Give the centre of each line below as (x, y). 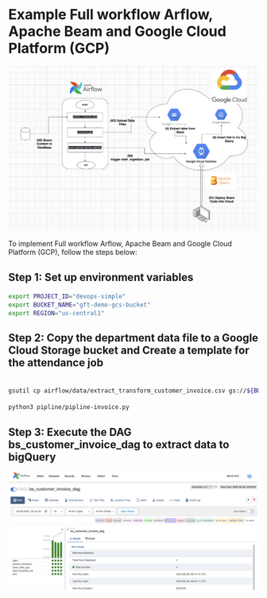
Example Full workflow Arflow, (110, 15)
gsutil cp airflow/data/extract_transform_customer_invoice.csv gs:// (128, 391)
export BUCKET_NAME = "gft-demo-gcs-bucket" (79, 305)
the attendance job (56, 363)
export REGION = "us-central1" (56, 314)
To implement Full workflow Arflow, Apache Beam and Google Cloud (120, 244)
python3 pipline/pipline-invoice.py (69, 407)
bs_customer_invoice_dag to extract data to (119, 444)
